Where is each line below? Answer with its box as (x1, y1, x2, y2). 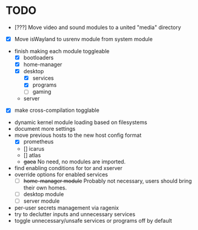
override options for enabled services (14, 171, 108, 178)
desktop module (23, 190, 64, 197)
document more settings (14, 125, 76, 133)
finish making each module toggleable (14, 48, 110, 54)
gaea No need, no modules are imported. (23, 158, 126, 165)
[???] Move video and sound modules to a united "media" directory (14, 24, 182, 31)
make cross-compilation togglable (14, 107, 100, 114)
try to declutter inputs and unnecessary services (14, 210, 136, 218)
